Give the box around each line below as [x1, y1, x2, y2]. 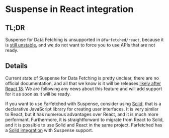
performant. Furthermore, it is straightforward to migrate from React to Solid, [5, 116, 164, 122]
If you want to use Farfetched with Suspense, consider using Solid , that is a [5, 100, 161, 106]
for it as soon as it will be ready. [5, 91, 71, 97]
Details [5, 61, 28, 70]
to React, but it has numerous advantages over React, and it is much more [5, 111, 158, 117]
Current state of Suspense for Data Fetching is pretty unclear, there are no [5, 75, 159, 81]
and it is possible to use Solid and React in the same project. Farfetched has [5, 121, 162, 128]
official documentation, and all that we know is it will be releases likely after [5, 80, 161, 86]
